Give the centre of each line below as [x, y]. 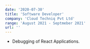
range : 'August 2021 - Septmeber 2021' [45, 23]
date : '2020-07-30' [25, 9]
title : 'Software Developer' [35, 14]
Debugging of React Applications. [46, 41]
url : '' [13, 28]
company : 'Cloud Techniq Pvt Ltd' [40, 18]
